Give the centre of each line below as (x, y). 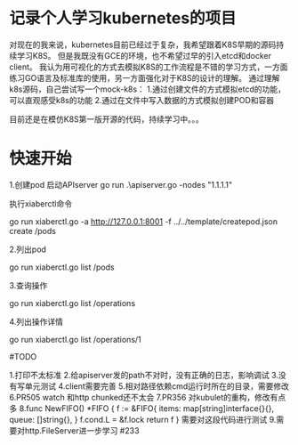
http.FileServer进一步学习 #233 (82, 430)
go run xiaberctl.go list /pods (62, 267)
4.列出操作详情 (36, 321)
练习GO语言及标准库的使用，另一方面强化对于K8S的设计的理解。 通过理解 (145, 77)
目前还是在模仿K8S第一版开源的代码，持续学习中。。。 (107, 119)
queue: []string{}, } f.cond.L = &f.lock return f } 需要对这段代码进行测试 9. (143, 419)
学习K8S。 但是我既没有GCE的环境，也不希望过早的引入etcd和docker (144, 55)
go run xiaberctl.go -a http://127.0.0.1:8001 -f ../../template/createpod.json (144, 221)
